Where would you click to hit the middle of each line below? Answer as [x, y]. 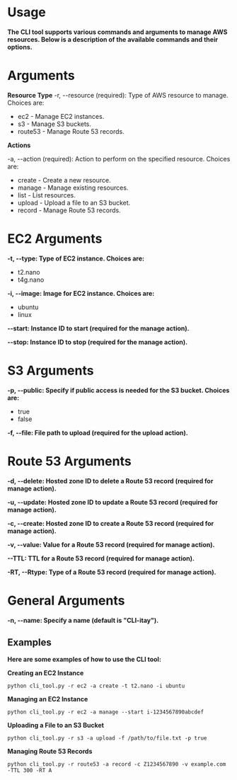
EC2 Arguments [55, 239]
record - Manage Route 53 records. [69, 210]
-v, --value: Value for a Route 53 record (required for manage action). [111, 544]
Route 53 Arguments [70, 461]
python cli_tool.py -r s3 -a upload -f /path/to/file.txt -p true [107, 738]
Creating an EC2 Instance [46, 673]
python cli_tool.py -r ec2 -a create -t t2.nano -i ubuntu [96, 686]
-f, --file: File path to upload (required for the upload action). [98, 432]
